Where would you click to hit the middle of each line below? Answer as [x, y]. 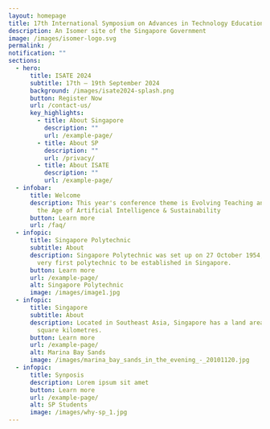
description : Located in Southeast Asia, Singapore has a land [138, 323]
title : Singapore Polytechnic [80, 241]
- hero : [29, 68]
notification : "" [37, 53]
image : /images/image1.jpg [75, 293]
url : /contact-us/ [60, 105]
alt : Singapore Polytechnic [77, 285]
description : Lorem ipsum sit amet [89, 382]
